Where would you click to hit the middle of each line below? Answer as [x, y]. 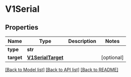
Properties [22, 27]
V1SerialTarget [45, 58]
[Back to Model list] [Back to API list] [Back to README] [62, 70]
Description [82, 41]
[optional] [112, 58]
